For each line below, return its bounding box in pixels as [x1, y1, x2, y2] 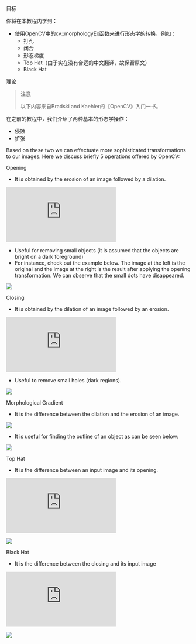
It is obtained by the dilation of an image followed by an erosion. [14, 306, 169, 312]
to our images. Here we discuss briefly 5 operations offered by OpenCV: [6, 153, 180, 160]
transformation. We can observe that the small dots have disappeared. [14, 272, 184, 279]
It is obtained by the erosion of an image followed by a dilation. [14, 176, 166, 183]
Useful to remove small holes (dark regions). [14, 377, 122, 383]
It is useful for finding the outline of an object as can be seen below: [14, 433, 179, 440]
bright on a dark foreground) [14, 254, 84, 260]
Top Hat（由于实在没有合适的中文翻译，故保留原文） [23, 59, 150, 66]
